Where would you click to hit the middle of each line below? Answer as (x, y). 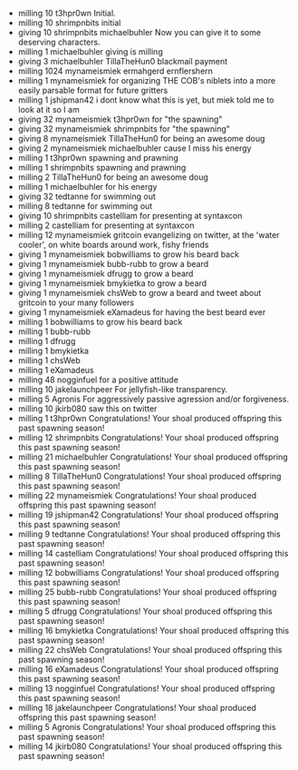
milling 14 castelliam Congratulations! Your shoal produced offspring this (153, 553)
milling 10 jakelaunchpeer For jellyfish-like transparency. (123, 389)
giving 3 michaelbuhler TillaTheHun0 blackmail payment (123, 61)
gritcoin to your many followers (76, 302)
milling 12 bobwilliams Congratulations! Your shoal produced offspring (148, 573)
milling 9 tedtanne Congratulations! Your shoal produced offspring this (149, 534)
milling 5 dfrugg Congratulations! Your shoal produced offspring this (145, 611)
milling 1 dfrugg (47, 341)
